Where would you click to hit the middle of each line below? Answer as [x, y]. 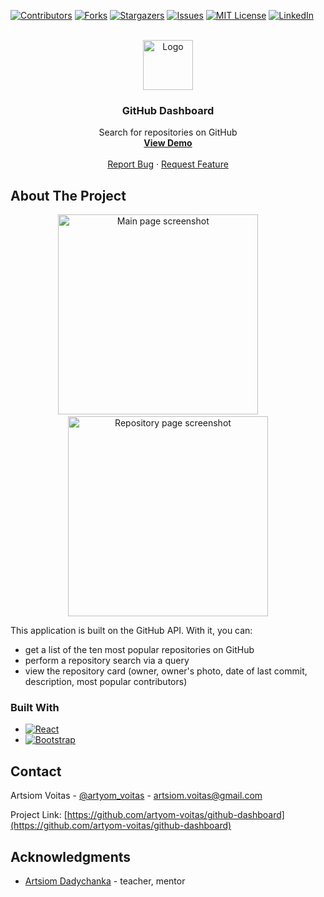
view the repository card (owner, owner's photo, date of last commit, [166, 671]
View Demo [168, 143]
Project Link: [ [39, 815]
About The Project [68, 195]
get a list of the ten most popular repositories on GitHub [139, 650]
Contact [36, 771]
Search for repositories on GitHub [168, 132]
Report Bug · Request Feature [168, 164]
